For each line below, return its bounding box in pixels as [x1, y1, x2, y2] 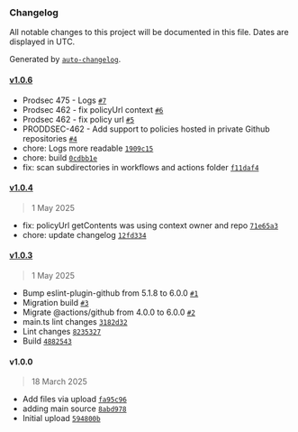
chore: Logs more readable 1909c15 [22, 142, 154, 153]
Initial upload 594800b [22, 413, 101, 424]
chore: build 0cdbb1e [22, 152, 97, 163]
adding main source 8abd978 [22, 403, 128, 414]
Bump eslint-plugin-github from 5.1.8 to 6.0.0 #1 [22, 287, 199, 299]
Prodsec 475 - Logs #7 [22, 95, 107, 106]
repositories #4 [22, 133, 78, 143]
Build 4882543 [22, 335, 72, 346]
